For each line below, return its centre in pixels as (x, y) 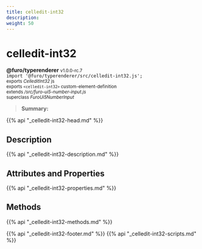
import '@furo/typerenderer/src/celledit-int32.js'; (75, 76)
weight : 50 (20, 23)
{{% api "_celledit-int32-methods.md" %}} (59, 222)
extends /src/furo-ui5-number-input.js (46, 92)
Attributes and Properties (55, 173)
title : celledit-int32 (35, 12)
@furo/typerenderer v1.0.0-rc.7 (44, 70)
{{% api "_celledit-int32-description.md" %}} (63, 154)
